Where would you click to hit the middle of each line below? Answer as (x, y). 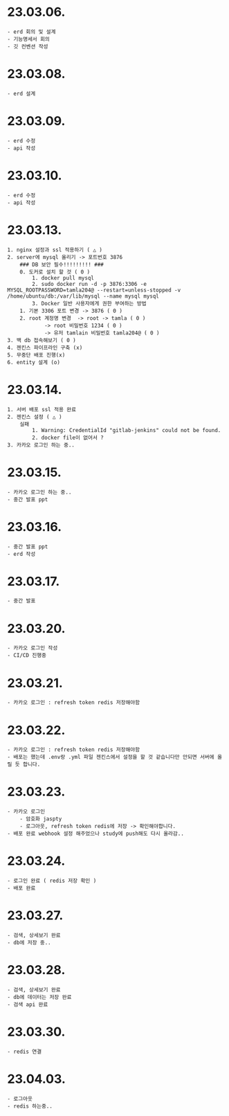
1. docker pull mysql (63, 278)
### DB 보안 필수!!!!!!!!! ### (62, 264)
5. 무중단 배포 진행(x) (36, 355)
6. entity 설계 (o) (34, 362)
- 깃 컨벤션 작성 (28, 46)
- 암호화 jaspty (41, 819)
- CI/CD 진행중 (27, 656)
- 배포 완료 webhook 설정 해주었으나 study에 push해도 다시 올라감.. (96, 834)
